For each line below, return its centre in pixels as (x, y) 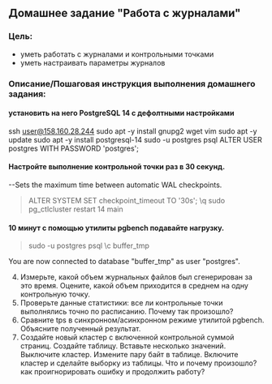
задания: (27, 94)
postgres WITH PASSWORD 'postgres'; (74, 148)
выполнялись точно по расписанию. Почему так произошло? (127, 312)
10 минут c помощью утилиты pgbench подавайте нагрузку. (117, 228)
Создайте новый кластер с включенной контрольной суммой (127, 337)
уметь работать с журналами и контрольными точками (117, 54)
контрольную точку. (55, 294)
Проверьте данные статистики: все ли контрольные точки (121, 303)
